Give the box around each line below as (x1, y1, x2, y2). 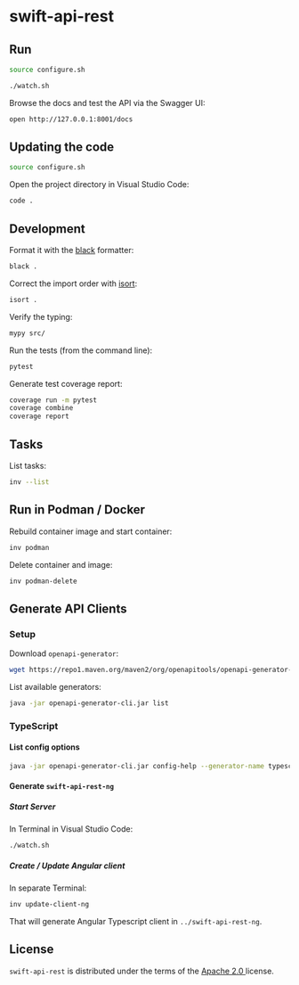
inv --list (9, 477, 50, 487)
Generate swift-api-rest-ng (9, 781, 114, 792)
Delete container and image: (9, 559, 113, 570)
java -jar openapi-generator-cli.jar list (9, 698, 169, 708)
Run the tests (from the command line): (9, 345, 153, 356)
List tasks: (9, 460, 47, 471)
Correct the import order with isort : (9, 278, 138, 289)
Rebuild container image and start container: (9, 526, 173, 537)
